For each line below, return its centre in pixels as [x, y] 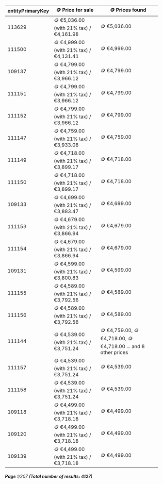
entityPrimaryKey [28, 11]
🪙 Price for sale [74, 10]
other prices [114, 352]
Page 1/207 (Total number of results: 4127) [49, 476]
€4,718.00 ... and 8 [122, 346]
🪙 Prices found [128, 10]
